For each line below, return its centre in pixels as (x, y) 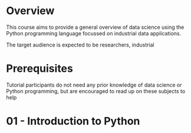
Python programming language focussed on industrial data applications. (94, 33)
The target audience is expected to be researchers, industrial (80, 45)
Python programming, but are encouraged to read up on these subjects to (96, 91)
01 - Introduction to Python (73, 121)
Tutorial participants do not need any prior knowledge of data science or (94, 85)
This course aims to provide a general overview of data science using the (95, 27)
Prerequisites (40, 69)
